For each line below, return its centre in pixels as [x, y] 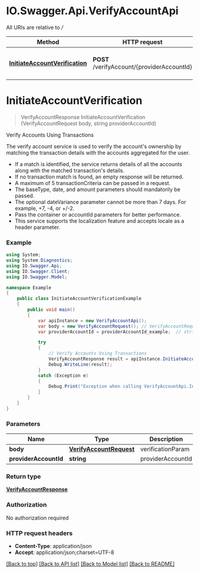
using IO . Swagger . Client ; [38, 271]
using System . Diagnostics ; [39, 260]
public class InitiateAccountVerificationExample [79, 299]
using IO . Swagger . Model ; [37, 277]
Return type [24, 477]
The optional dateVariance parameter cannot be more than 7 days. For [100, 202]
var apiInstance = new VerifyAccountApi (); [92, 321]
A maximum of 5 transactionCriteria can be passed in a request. [92, 183]
